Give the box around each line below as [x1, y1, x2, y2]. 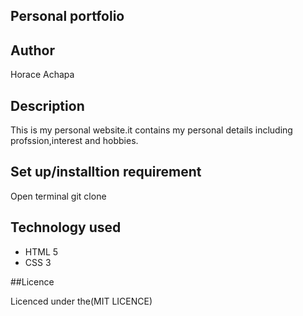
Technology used [10, 219, 122, 236]
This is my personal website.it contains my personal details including [10, 124, 293, 136]
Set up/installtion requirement [10, 164, 202, 181]
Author [10, 42, 55, 59]
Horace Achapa [10, 69, 75, 81]
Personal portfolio [10, 8, 125, 25]
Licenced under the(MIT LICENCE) [10, 295, 153, 307]
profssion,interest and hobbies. [10, 135, 139, 147]
